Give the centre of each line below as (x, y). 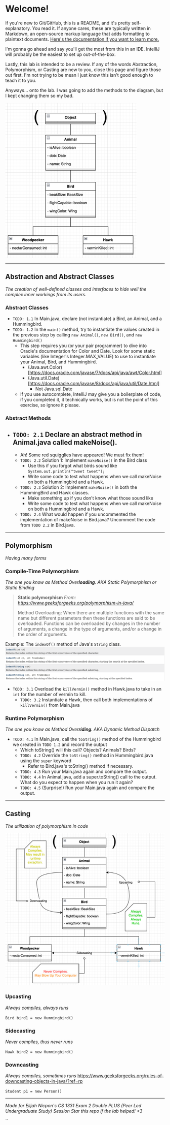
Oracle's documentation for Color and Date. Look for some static (88, 351)
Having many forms (26, 558)
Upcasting (18, 996)
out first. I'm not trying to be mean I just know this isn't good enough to (79, 75)
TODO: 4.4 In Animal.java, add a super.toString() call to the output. (88, 777)
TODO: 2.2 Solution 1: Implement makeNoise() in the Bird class (83, 460)
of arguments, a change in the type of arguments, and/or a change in (90, 629)
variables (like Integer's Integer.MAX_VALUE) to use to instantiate (88, 357)
